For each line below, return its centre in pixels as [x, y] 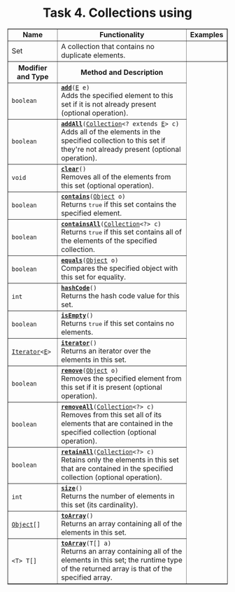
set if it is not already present [108, 104]
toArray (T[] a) [86, 543]
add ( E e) [75, 87]
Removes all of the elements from [116, 176]
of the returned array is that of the [116, 568]
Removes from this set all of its [111, 414]
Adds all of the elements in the [111, 132]
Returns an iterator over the [106, 351]
